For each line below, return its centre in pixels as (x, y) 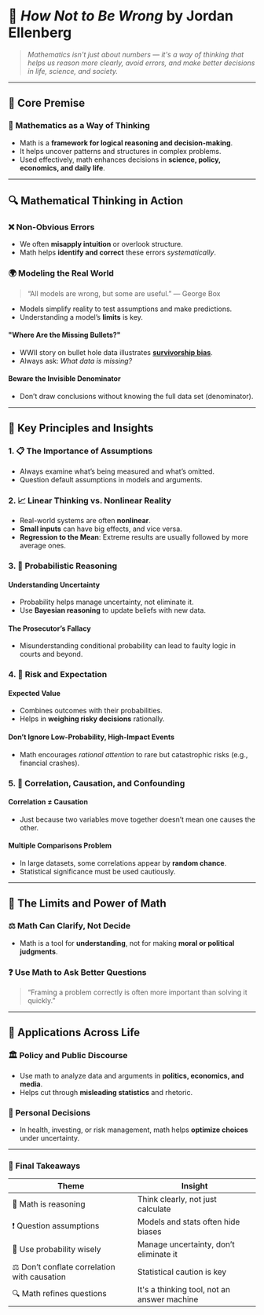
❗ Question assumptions (56, 1225)
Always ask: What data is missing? (75, 361)
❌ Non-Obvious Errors (51, 227)
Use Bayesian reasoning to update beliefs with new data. (113, 610)
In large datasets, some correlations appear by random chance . (123, 863)
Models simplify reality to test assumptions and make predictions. (126, 309)
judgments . (38, 951)
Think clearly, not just (177, 1200)
